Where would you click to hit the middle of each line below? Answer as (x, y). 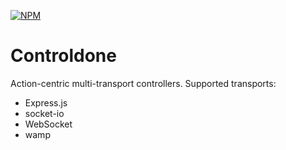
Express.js (46, 102)
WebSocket (48, 124)
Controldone (63, 56)
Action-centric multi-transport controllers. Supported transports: (143, 83)
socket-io (44, 113)
